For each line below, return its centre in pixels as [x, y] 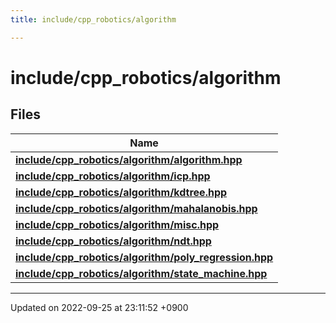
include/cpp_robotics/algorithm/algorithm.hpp [129, 159]
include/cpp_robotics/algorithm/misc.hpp [117, 224]
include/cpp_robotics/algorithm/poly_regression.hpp [144, 257]
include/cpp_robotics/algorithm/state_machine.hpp [141, 273]
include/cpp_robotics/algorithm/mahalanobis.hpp [136, 208]
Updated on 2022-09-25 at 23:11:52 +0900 [99, 307]
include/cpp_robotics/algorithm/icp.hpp [113, 176]
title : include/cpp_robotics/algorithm [93, 19]
